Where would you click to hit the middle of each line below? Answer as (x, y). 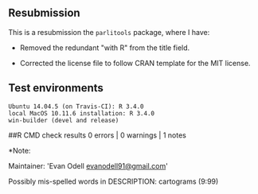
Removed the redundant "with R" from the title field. (105, 48)
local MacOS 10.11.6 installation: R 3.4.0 (82, 113)
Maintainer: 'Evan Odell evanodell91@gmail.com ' (88, 165)
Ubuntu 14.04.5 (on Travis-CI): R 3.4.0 (76, 107)
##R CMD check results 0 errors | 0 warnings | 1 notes (98, 135)
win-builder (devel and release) (64, 120)
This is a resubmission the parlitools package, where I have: (109, 32)
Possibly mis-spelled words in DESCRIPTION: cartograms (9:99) (113, 181)
